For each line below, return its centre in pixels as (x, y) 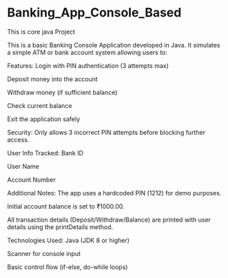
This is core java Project (41, 32)
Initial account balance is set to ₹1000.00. (66, 206)
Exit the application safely (44, 119)
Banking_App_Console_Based (94, 13)
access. (18, 140)
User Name (23, 166)
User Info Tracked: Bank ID (45, 153)
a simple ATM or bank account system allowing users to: (87, 52)
